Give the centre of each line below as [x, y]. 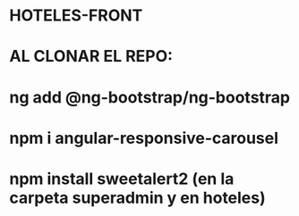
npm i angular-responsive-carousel [144, 138]
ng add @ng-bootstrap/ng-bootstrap [150, 97]
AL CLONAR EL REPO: [91, 57]
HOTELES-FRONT [76, 16]
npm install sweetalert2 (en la [122, 179]
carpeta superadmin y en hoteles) [137, 198]
